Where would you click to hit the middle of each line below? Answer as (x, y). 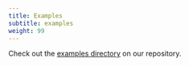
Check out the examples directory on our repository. (95, 54)
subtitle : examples (41, 23)
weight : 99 (27, 31)
